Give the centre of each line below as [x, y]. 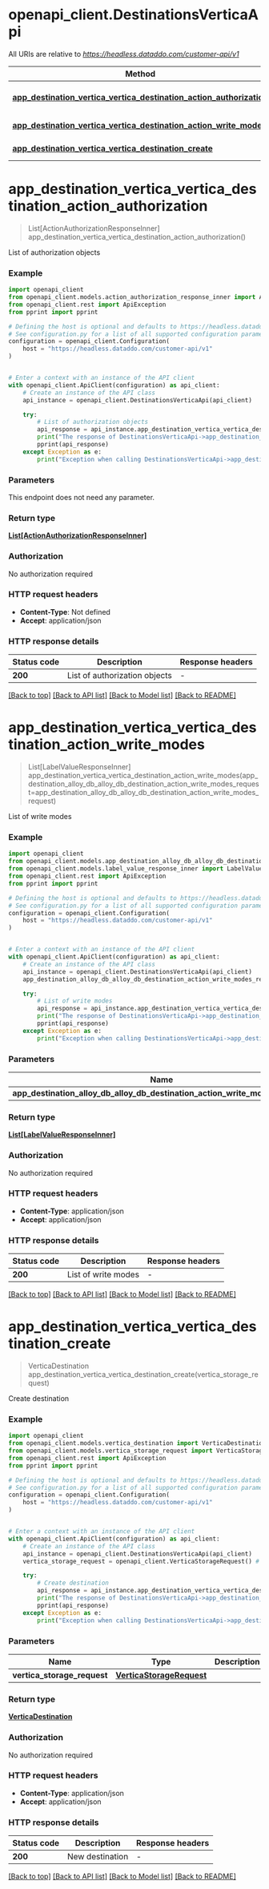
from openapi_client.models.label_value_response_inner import [116, 869]
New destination [98, 1857]
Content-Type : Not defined [65, 612]
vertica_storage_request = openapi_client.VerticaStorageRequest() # [141, 1561]
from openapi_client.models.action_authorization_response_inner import [132, 297]
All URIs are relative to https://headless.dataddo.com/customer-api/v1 [124, 54]
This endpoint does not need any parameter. [81, 497]
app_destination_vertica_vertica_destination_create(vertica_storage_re [143, 1374]
